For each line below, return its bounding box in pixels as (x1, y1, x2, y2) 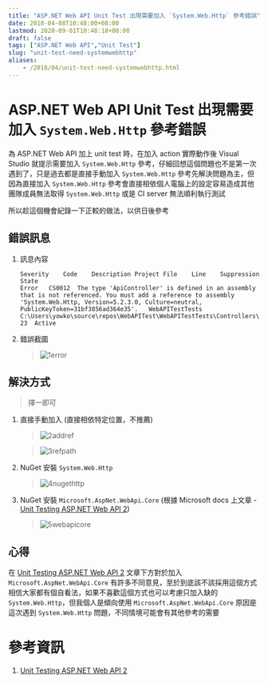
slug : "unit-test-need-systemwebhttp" (8, 49, 137, 57)
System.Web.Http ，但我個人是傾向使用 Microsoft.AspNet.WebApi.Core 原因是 (8, 597, 257, 608)
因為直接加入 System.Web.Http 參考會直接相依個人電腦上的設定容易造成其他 (8, 178, 255, 188)
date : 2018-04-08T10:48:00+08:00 (8, 19, 120, 27)
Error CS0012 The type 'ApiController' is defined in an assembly (19, 284, 257, 292)
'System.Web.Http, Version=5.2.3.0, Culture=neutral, (19, 298, 203, 306)
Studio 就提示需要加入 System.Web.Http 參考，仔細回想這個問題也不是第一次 (8, 158, 257, 168)
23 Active (19, 319, 57, 327)
